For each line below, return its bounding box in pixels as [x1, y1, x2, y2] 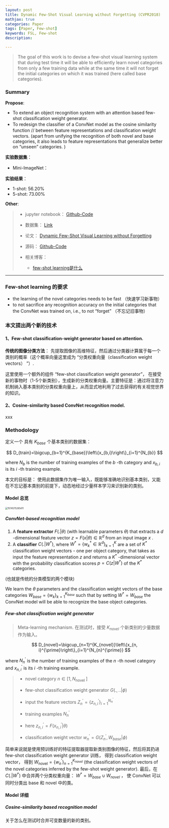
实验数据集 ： [5, 154, 32, 160]
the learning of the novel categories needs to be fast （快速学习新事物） [12, 296, 162, 302]
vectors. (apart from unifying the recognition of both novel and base [12, 133, 154, 139]
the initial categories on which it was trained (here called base [17, 70, 146, 76]
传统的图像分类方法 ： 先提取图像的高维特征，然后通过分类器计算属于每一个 [5, 348, 161, 354]
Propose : [5, 100, 25, 106]
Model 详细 [5, 792, 29, 798]
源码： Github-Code [25, 243, 67, 250]
